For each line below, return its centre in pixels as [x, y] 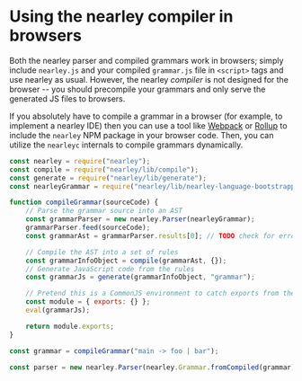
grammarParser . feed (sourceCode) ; [88, 228]
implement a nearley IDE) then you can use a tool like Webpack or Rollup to [148, 125]
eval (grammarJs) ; [58, 310]
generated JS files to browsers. [67, 98]
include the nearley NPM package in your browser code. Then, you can [142, 135]
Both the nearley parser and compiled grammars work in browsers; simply [147, 60]
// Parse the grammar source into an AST [104, 211]
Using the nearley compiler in [121, 17]
